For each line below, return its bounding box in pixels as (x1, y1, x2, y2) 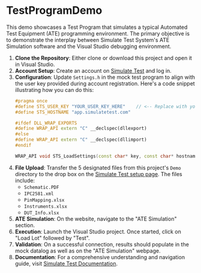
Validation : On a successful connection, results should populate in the (14, 241, 189, 248)
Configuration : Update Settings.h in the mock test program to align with (14, 73, 196, 81)
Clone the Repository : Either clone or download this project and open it (14, 54, 192, 61)
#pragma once (14, 97, 48, 104)
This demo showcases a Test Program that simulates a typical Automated (6, 23, 188, 31)
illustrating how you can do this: (14, 86, 94, 93)
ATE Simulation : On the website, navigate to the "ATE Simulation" (14, 215, 177, 222)
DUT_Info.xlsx (23, 210, 59, 216)
